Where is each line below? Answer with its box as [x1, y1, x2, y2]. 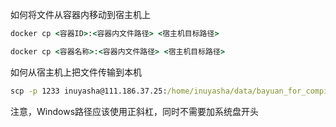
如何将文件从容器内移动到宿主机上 [10, 9, 151, 20]
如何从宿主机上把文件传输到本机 [10, 66, 142, 78]
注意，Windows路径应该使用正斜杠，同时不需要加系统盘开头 [10, 105, 260, 117]
